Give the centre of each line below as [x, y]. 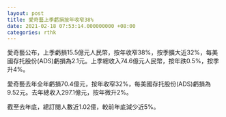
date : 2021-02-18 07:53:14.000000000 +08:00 [71, 26]
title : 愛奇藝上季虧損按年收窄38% [51, 20]
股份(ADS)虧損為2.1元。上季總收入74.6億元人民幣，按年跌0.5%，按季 [122, 61]
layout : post [26, 13]
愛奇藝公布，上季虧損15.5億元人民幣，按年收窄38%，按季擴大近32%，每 [110, 52]
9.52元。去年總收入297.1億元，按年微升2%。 [70, 93]
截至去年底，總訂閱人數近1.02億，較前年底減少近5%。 [83, 107]
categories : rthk [32, 32]
